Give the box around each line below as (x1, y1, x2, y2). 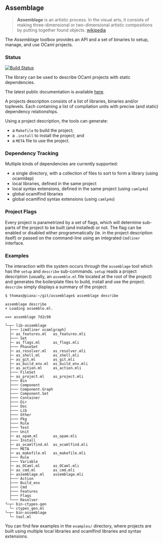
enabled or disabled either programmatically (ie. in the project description (5, 229, 153, 235)
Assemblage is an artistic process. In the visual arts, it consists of (17, 17, 149, 22)
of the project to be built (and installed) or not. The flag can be (16, 225, 142, 230)
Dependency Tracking (5, 150, 59, 157)
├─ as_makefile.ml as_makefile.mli (9, 451, 86, 455)
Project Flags (5, 209, 37, 215)
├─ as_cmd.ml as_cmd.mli (9, 468, 75, 473)
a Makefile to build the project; (12, 127, 74, 133)
